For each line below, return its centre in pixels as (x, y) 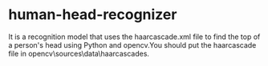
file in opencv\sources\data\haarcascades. (79, 53)
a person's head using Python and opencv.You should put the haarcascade (132, 45)
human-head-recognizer (93, 15)
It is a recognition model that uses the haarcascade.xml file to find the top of (134, 37)
